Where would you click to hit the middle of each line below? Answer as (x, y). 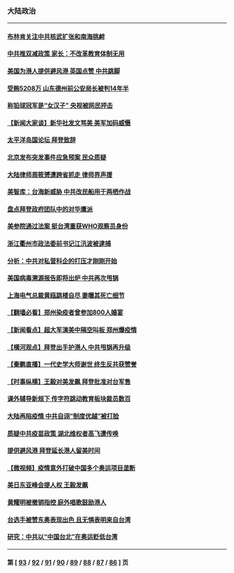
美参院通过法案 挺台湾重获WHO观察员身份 (68, 226)
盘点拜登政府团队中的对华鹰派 (50, 209)
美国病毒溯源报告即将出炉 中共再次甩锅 (63, 278)
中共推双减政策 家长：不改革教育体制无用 (66, 54)
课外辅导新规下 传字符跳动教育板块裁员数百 (69, 399)
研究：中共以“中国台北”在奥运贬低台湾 (63, 537)
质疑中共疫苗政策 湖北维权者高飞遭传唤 (63, 433)
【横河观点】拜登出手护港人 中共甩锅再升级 (69, 347)
